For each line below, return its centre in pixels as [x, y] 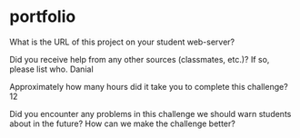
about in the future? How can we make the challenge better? [123, 123]
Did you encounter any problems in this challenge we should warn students [150, 113]
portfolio [43, 17]
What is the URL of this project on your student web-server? [122, 42]
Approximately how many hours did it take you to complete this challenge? [149, 86]
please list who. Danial [51, 69]
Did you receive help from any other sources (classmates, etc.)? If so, [140, 59]
